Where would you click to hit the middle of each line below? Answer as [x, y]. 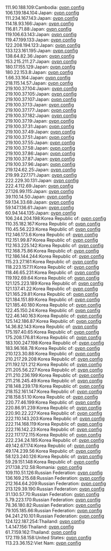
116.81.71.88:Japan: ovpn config [38, 29]
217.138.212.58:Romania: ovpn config [44, 467]
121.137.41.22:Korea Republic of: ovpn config [52, 289]
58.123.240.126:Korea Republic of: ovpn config [54, 456]
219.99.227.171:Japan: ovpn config [41, 175]
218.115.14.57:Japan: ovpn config [39, 83]
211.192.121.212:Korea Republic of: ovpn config [53, 364]
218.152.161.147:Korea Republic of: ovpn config [54, 391]
